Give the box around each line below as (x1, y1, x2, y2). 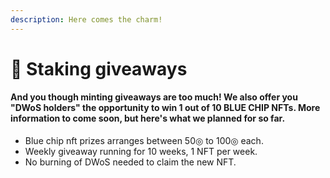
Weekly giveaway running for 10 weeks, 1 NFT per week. (24, 146, 258, 158)
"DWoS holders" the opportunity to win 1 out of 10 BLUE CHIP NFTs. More (10, 102, 321, 114)
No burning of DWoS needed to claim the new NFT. (24, 156, 237, 168)
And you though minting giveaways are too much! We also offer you (10, 91, 298, 103)
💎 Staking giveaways (10, 57, 188, 80)
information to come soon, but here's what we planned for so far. (10, 112, 286, 125)
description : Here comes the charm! (10, 14, 163, 25)
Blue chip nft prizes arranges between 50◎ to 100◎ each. (24, 135, 264, 147)
